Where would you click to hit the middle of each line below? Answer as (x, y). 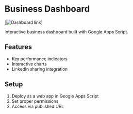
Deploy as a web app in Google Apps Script (55, 96)
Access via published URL (38, 106)
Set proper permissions (35, 101)
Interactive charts (29, 64)
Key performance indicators (39, 59)
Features (18, 47)
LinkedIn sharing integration (40, 69)
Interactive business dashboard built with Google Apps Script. (66, 32)
